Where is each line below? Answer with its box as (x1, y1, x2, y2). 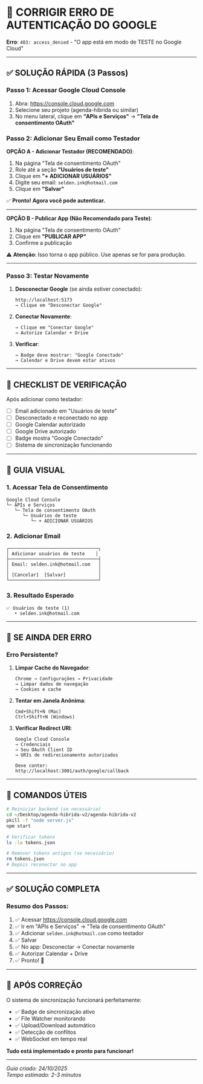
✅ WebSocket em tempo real (14, 1035, 88, 1042)
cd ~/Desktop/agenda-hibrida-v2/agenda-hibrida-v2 (6, 812, 137, 818)
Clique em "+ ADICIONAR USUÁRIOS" (14, 172, 112, 179)
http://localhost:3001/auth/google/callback (14, 768, 129, 774)
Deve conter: (14, 763, 48, 769)
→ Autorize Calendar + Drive (14, 330, 89, 336)
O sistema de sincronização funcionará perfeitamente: (6, 996, 142, 1004)
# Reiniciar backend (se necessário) (6, 806, 101, 812)
